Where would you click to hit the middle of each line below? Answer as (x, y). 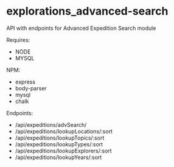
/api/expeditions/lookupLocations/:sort (64, 131)
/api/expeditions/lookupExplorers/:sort (63, 151)
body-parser (31, 88)
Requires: (18, 40)
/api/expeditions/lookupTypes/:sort (59, 144)
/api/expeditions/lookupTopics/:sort (60, 138)
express (25, 82)
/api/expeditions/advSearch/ (51, 125)
